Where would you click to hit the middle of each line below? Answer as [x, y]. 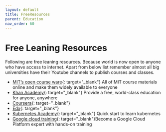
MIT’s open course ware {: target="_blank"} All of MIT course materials [84, 82]
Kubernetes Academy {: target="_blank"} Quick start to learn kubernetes [86, 114]
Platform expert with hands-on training [52, 124]
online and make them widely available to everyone [65, 87]
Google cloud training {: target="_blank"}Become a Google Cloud [79, 119]
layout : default [22, 10]
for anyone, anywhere [35, 98]
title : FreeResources [28, 14]
